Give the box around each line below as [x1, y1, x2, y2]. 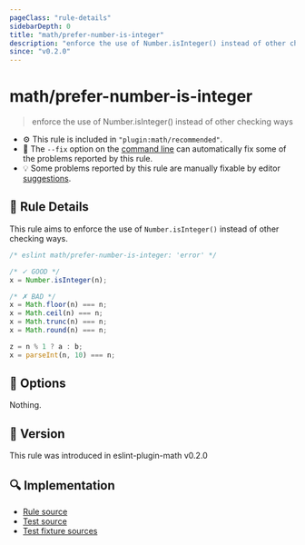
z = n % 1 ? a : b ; [9, 342, 84, 351]
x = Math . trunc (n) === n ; [9, 317, 107, 327]
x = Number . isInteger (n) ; [9, 275, 107, 284]
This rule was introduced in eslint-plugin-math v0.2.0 [9, 451, 209, 461]
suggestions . [22, 173, 72, 184]
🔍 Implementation [9, 478, 115, 493]
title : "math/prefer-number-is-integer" [9, 30, 165, 39]
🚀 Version [9, 426, 65, 441]
